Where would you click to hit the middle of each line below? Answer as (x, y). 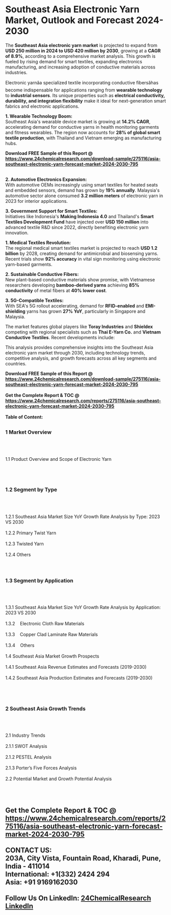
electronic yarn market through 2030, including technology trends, (75, 353)
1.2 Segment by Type (31, 490)
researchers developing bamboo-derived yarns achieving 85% (72, 285)
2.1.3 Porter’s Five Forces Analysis (41, 768)
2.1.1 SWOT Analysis (26, 746)
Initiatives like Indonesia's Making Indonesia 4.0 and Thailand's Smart (80, 216)
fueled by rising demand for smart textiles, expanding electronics (74, 61)
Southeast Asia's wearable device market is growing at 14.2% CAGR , (78, 122)
